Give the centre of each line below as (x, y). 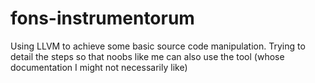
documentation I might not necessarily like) (99, 67)
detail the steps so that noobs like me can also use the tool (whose (147, 56)
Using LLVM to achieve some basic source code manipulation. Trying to (158, 46)
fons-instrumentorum (102, 18)
